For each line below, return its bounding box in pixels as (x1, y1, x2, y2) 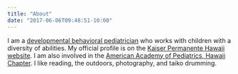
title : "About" (7, 10, 53, 18)
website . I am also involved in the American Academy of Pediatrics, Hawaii (7, 51, 226, 60)
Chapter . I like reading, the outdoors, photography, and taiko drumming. (7, 58, 217, 67)
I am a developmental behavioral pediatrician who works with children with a (7, 36, 232, 44)
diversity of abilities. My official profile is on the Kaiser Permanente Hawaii (7, 44, 225, 52)
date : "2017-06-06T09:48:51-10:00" (7, 17, 113, 24)
